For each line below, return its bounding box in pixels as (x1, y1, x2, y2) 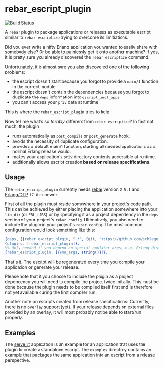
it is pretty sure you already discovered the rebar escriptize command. (5, 54, 150, 60)
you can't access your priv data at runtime (12, 99, 99, 105)
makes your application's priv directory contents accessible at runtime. (12, 153, 156, 160)
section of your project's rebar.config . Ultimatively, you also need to (5, 217, 143, 222)
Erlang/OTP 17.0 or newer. (5, 191, 59, 197)
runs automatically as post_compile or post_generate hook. (12, 133, 130, 139)
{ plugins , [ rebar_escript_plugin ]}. (5, 241, 80, 246)
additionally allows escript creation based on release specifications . (12, 159, 151, 165)
